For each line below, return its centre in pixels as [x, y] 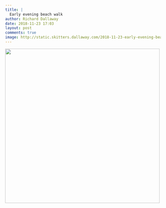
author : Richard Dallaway [32, 19]
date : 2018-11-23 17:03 [30, 23]
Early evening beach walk [36, 14]
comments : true [21, 33]
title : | [14, 10]
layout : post [19, 28]
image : [12, 38]
